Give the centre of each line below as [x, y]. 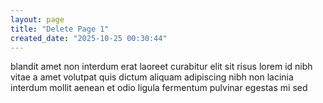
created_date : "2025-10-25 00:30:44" [89, 38]
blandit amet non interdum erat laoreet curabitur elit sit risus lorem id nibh [161, 67]
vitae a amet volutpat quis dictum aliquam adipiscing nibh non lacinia [152, 77]
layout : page [37, 19]
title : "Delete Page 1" [60, 29]
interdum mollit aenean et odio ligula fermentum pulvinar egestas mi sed [159, 88]
